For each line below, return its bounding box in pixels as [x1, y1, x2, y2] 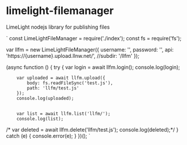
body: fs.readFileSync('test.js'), [27, 80, 114, 86]
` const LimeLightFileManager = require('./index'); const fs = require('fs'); [6, 34, 182, 42]
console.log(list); [16, 116, 64, 122]
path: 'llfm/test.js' [27, 85, 80, 91]
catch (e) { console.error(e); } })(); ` [6, 132, 91, 139]
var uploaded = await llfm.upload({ [16, 75, 106, 81]
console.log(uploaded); [16, 95, 75, 101]
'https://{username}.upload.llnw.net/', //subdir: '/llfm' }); [6, 52, 140, 59]
